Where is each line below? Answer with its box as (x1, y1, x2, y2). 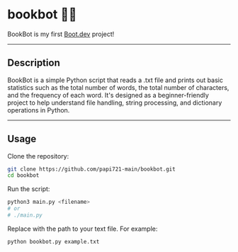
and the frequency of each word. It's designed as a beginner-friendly (7, 91, 209, 99)
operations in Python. (7, 105, 70, 114)
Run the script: (7, 185, 50, 193)
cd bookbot (7, 172, 40, 179)
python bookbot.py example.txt (7, 238, 100, 245)
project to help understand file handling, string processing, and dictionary (7, 98, 222, 107)
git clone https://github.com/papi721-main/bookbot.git (7, 166, 176, 173)
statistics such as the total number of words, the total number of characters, (7, 83, 229, 91)
